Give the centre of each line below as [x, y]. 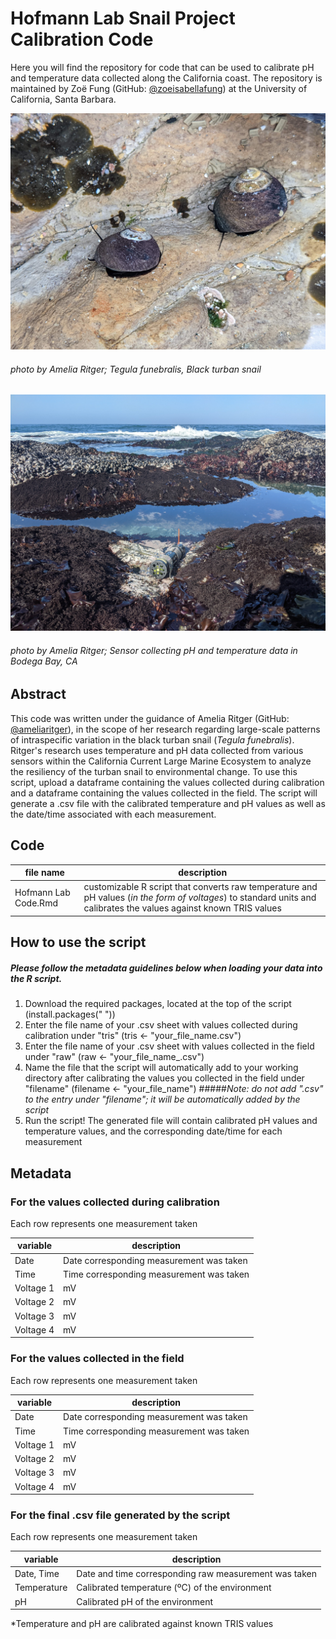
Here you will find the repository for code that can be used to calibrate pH [162, 67]
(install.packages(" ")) [70, 1014]
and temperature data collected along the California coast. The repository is [166, 78]
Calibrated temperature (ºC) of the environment [174, 1588]
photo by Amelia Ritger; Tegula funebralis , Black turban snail [136, 369]
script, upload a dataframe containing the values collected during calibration [167, 782]
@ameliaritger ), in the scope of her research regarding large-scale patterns [165, 729]
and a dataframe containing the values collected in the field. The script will [164, 793]
